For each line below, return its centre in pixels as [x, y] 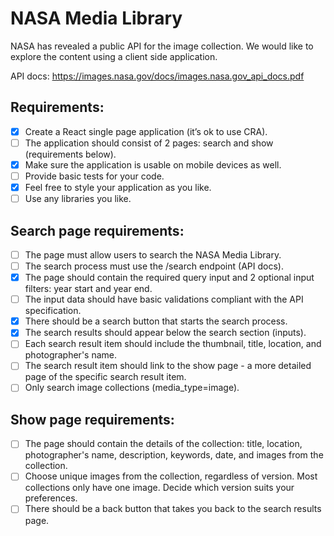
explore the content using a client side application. [114, 56]
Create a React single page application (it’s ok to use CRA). [146, 131]
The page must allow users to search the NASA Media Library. [153, 254]
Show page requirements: [92, 419]
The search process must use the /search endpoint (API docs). [154, 266]
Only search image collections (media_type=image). [132, 388]
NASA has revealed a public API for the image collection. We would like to [162, 46]
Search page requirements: [97, 230]
